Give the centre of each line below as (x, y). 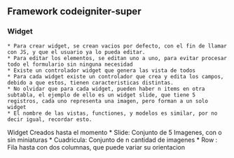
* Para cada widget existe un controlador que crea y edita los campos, (116, 76)
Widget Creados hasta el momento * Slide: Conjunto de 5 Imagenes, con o (115, 132)
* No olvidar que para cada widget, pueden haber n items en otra (106, 89)
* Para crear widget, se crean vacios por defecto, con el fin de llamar (117, 46)
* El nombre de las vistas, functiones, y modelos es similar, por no (112, 113)
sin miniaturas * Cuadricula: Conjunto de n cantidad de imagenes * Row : (112, 140)
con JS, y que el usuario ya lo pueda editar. (76, 52)
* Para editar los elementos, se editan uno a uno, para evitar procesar (117, 58)
